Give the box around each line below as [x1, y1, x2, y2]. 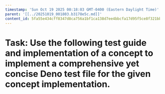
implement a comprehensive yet [5, 58, 139, 69]
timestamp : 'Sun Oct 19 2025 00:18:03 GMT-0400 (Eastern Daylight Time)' [5, 7, 160, 12]
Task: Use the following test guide [5, 37, 147, 48]
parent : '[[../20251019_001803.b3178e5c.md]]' [5, 12, 102, 17]
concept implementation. [5, 78, 110, 90]
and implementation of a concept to [5, 47, 154, 58]
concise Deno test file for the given [5, 68, 151, 79]
